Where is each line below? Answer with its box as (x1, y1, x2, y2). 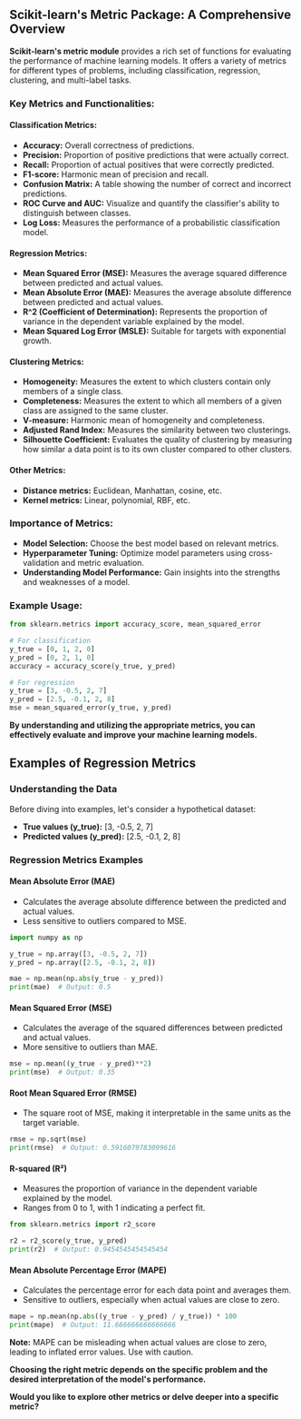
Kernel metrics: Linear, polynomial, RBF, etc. (22, 494, 190, 505)
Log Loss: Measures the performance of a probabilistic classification (22, 217, 281, 228)
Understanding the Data (9, 783, 118, 796)
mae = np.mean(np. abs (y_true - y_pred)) (9, 974, 165, 984)
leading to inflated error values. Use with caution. (9, 1346, 193, 1357)
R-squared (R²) (9, 1163, 68, 1174)
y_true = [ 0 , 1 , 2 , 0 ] (9, 644, 95, 653)
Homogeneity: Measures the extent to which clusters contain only (22, 376, 271, 387)
